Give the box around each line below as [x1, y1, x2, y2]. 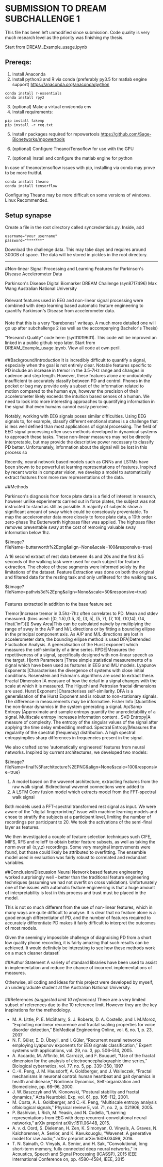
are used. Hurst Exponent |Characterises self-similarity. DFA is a [5, 688, 133, 694]
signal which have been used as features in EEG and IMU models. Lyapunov [5, 662, 157, 668]
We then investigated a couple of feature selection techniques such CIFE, [5, 834, 152, 840]
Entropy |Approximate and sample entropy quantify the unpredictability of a [5, 709, 156, 715]
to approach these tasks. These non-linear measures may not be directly [5, 434, 150, 440]
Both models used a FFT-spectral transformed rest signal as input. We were [5, 804, 156, 809]
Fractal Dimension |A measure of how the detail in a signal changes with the [5, 678, 157, 684]
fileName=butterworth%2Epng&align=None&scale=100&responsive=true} [5, 544, 153, 550]
